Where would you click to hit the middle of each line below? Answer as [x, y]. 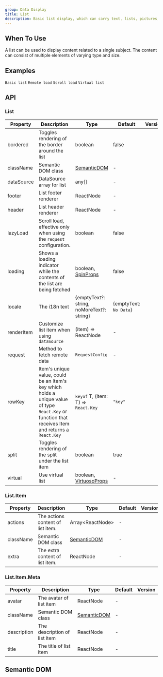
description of [54, 632]
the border [51, 144]
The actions [51, 516]
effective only [54, 227]
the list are [50, 283]
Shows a [48, 253]
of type [47, 405]
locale [14, 307]
